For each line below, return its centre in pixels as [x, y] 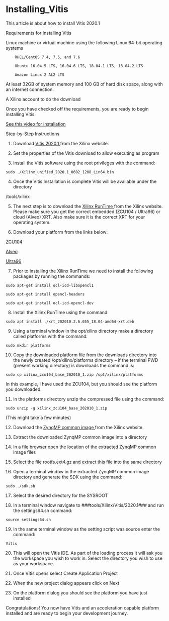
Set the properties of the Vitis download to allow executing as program [86, 153]
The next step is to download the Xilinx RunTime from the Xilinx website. [88, 206]
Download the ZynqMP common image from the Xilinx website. [78, 427]
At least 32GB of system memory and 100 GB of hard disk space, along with [84, 84]
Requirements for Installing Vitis [39, 33]
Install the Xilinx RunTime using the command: [61, 312]
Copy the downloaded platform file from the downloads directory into [85, 355]
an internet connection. [30, 89]
